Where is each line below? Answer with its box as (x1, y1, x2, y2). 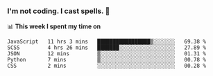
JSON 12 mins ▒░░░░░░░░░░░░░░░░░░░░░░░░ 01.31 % (7, 50, 207, 57)
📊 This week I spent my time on (7, 22, 101, 30)
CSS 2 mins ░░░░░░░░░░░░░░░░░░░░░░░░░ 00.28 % (7, 62, 207, 70)
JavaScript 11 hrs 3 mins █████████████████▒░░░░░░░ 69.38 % (7, 38, 207, 46)
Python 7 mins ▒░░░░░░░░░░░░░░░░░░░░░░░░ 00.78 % (7, 57, 207, 64)
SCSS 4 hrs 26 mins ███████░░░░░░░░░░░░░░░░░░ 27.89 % (7, 44, 207, 51)
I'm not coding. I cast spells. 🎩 (7, 6, 110, 16)
